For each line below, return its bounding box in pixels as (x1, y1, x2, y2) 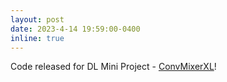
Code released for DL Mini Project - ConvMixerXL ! (10, 61, 217, 73)
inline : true (10, 33, 65, 43)
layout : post (10, 14, 65, 25)
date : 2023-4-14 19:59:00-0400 (10, 24, 141, 34)
